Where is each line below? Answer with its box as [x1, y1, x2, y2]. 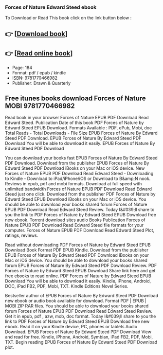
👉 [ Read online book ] [5, 49, 73, 57]
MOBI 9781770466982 [5, 102, 75, 110]
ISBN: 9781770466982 [12, 75, 57, 81]
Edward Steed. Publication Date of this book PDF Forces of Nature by [5, 120, 144, 125]
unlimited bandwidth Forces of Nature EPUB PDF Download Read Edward [5, 186, 152, 192]
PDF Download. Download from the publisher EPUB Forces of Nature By [5, 160, 149, 166]
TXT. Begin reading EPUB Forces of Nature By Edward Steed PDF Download [5, 339, 158, 345]
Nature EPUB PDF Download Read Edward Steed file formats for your [5, 222, 144, 228]
